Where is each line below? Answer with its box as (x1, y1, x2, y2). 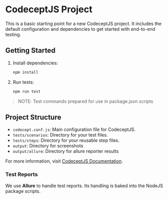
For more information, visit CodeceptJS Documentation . (5, 158, 123, 164)
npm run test (12, 89, 41, 94)
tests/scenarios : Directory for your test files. (12, 132, 108, 138)
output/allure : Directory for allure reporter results (12, 148, 119, 154)
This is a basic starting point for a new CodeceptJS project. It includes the (5, 20, 162, 27)
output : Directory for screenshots (12, 143, 83, 149)
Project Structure (5, 113, 61, 121)
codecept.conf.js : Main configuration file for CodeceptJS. (12, 126, 136, 132)
